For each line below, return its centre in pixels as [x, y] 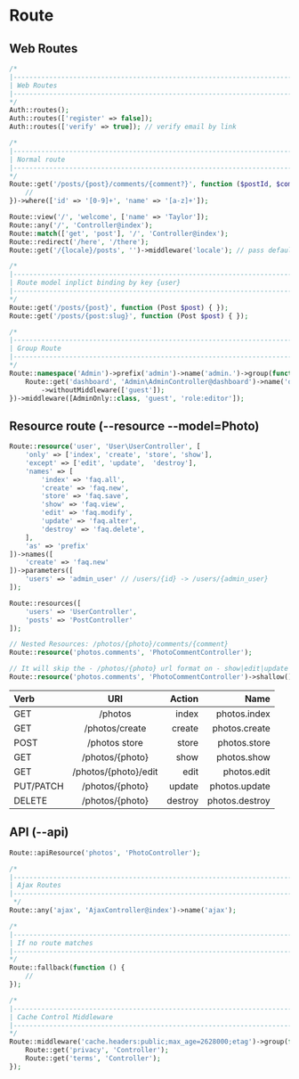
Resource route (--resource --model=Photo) [134, 425]
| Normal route [37, 159]
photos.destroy [239, 800]
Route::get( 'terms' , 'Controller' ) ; [93, 1059]
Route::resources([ [45, 603]
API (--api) [39, 833]
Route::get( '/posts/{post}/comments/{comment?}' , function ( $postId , [141, 184]
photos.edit [247, 772]
